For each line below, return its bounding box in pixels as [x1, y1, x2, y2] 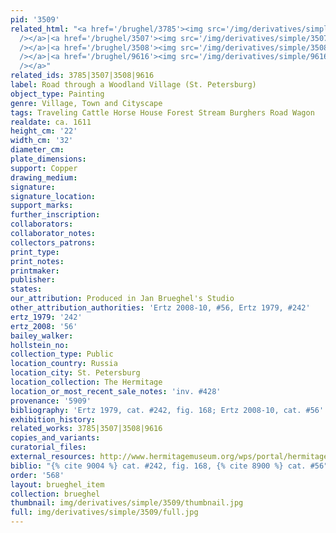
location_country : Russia [10, 359, 118, 369]
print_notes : [10, 256, 65, 266]
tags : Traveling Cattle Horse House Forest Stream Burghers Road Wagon [10, 107, 315, 118]
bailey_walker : [10, 331, 74, 341]
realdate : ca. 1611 [10, 117, 92, 127]
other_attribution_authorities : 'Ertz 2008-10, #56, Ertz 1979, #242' [10, 303, 311, 313]
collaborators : [10, 219, 74, 230]
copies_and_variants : [10, 433, 101, 443]
